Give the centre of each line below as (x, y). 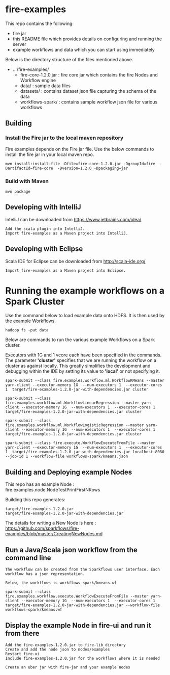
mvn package (18, 191)
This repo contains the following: (40, 23)
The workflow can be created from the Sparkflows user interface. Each (82, 569)
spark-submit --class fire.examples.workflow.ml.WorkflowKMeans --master (85, 381)
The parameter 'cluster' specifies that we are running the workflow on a (81, 360)
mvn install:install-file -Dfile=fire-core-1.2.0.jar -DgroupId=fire (80, 164)
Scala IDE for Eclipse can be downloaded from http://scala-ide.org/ (75, 261)
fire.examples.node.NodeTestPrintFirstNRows (53, 490)
